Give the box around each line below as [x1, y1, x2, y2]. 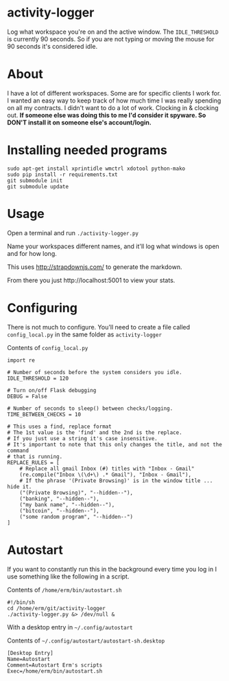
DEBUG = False [7, 393, 48, 400]
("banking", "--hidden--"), [19, 495, 99, 502]
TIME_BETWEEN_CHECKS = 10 [7, 411, 81, 418]
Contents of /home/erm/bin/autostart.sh [7, 585, 122, 594]
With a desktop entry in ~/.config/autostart [7, 623, 133, 631]
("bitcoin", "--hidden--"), [19, 507, 99, 514]
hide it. [7, 483, 32, 490]
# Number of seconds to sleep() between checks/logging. [7, 404, 173, 412]
